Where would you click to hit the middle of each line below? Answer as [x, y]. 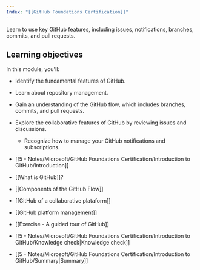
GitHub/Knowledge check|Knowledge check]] [72, 243]
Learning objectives [45, 55]
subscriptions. [42, 147]
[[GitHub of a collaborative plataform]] [63, 201]
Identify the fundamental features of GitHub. [70, 81]
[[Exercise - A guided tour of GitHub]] [62, 224]
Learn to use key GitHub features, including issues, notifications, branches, [100, 29]
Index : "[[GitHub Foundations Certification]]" [68, 12]
